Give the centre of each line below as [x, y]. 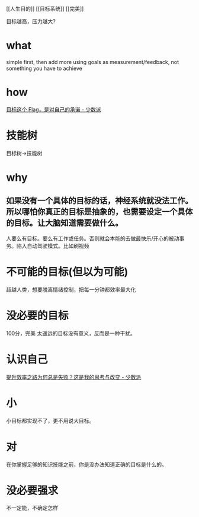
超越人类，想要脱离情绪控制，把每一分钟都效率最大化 [71, 289]
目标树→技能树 [24, 153]
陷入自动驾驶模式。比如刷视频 [53, 245]
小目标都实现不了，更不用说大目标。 [50, 420]
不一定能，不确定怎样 [32, 508]
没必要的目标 [38, 315]
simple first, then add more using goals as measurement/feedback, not [93, 62]
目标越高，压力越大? [31, 21]
